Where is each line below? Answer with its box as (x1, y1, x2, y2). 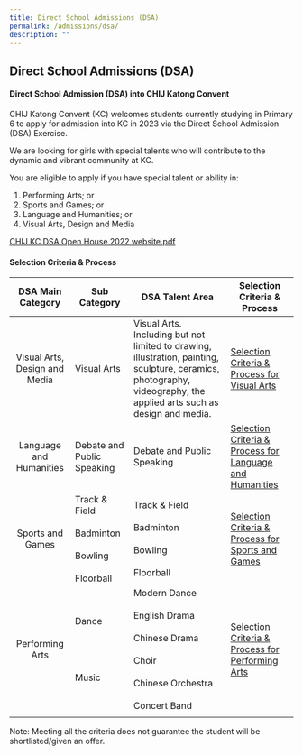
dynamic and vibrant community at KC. (9, 154, 154, 165)
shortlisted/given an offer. (9, 736, 106, 747)
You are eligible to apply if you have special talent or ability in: (9, 172, 239, 183)
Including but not (133, 328, 206, 341)
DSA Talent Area (141, 290, 215, 303)
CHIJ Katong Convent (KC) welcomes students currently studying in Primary (9, 108, 293, 119)
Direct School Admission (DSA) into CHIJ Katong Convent (9, 88, 230, 99)
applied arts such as (133, 396, 219, 409)
